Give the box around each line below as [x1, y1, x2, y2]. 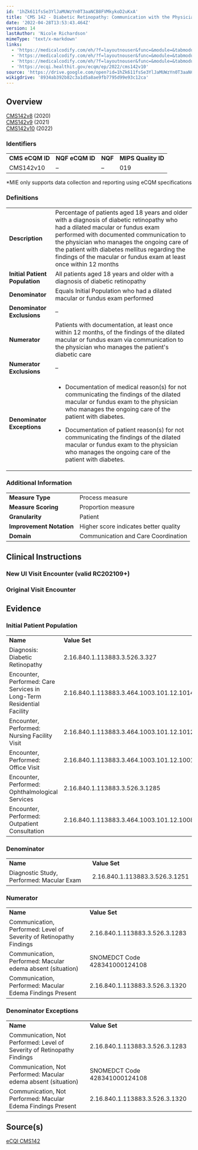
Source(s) [6, 1122, 44, 1132]
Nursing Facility [9, 731, 52, 739]
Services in [9, 684, 40, 693]
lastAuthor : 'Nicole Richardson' [6, 31, 88, 37]
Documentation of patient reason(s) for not [65, 425, 184, 434]
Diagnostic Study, [9, 869, 58, 877]
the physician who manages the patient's [55, 343, 169, 351]
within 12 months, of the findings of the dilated [55, 328, 185, 336]
